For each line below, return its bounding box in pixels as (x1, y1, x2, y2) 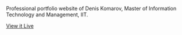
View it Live (6, 23, 34, 29)
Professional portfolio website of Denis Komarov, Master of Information (6, 5, 177, 12)
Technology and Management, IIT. (6, 11, 89, 18)
